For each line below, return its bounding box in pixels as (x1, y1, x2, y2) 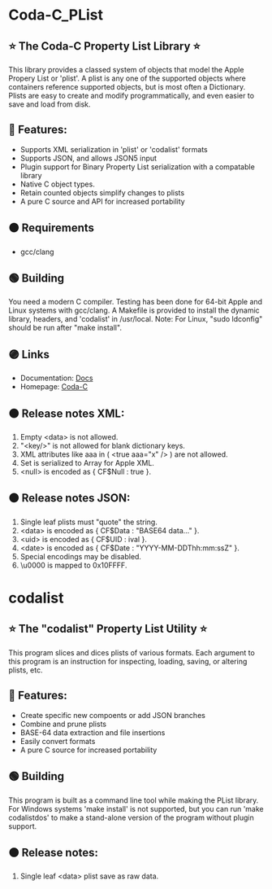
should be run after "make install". (8, 323, 122, 333)
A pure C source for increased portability (19, 745, 158, 755)
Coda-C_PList (8, 6, 104, 24)
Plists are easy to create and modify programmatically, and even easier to (8, 91, 254, 100)
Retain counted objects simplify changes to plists (19, 187, 185, 197)
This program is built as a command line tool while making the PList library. (8, 795, 259, 805)
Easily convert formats (19, 736, 96, 746)
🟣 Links (8, 348, 50, 361)
